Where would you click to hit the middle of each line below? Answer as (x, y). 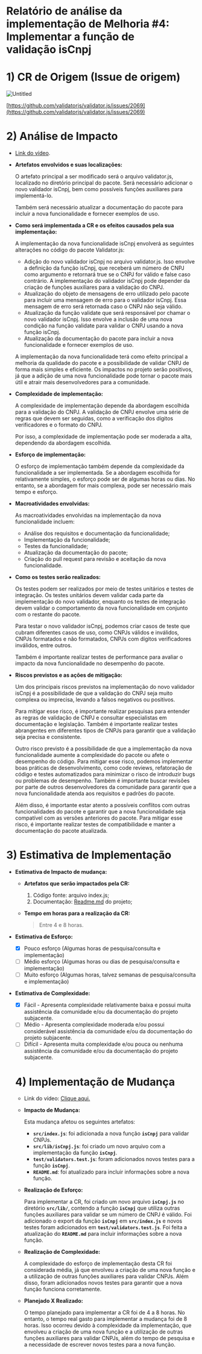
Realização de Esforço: (53, 1190)
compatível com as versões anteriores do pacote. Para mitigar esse (99, 818)
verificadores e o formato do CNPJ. (59, 425)
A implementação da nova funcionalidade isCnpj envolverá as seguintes (104, 244)
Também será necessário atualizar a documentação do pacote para (99, 207)
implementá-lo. (34, 196)
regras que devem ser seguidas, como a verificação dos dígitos (94, 419)
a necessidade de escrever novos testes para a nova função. (100, 1345)
